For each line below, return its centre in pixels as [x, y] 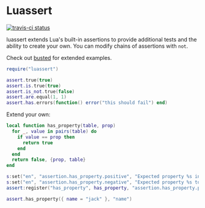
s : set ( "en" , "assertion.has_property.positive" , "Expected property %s [99, 177]
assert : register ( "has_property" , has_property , [68, 188]
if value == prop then [46, 137]
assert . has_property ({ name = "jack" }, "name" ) [69, 199]
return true [38, 143]
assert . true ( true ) [30, 80]
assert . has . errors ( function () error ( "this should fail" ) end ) [87, 103]
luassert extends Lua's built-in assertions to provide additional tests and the [102, 39]
